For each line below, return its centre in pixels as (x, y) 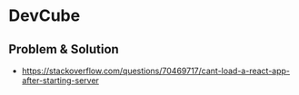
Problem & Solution (64, 49)
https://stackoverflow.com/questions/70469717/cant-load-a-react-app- (156, 71)
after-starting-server (60, 81)
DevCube (45, 16)
